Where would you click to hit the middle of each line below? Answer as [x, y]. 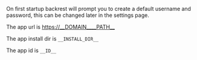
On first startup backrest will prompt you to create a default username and [99, 9]
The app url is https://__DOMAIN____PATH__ [60, 27]
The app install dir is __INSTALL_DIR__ [52, 38]
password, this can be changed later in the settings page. [78, 15]
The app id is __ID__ [31, 50]
